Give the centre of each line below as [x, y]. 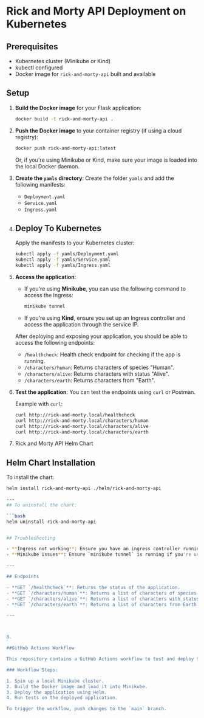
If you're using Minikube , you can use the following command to [105, 289]
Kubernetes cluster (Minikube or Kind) [63, 61]
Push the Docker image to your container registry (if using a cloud [98, 130]
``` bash [16, 516]
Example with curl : [39, 404]
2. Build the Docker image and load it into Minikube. [77, 686]
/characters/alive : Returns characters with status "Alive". [97, 374]
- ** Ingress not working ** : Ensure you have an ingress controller [93, 549]
